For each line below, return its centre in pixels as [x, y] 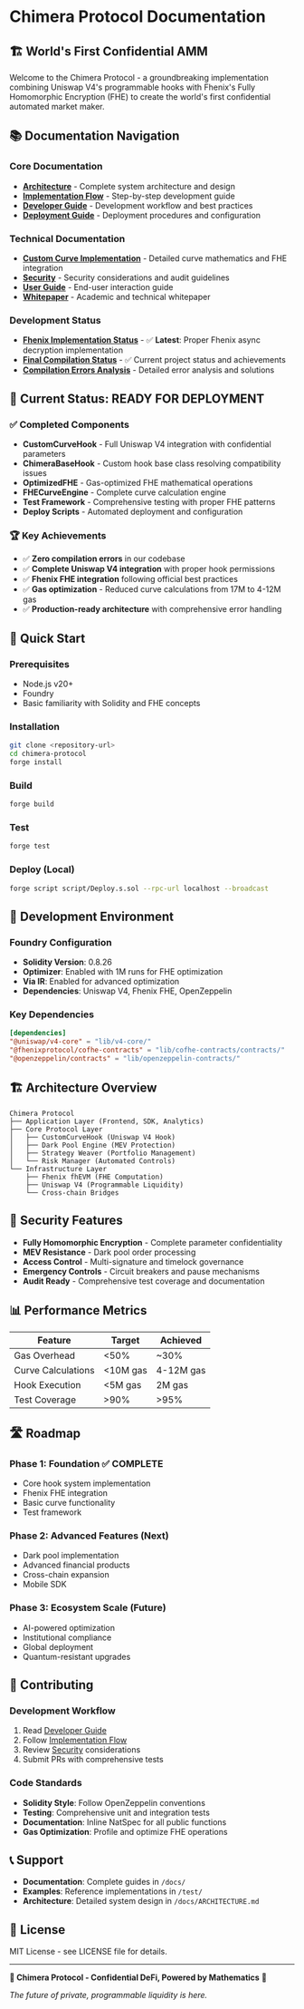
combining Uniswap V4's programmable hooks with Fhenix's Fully [133, 87]
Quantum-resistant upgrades [76, 1656]
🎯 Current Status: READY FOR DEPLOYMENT [137, 398]
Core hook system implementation [86, 1483]
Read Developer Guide [64, 1731]
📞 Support [37, 1860]
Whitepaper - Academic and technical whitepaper [116, 296]
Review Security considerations [81, 1750]
